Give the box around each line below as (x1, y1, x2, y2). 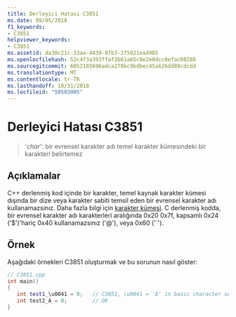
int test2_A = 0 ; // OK (16, 297, 109, 304)
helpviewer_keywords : (7, 37, 71, 44)
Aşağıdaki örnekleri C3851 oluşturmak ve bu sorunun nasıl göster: (7, 257, 198, 266)
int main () (7, 278, 39, 285)
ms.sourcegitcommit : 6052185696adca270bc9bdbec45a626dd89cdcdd (7, 63, 197, 70)
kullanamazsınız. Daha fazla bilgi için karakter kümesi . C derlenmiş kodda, (7, 203, 221, 212)
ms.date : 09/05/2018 (7, 17, 68, 24)
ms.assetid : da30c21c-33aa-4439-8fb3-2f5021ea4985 (7, 50, 159, 57)
